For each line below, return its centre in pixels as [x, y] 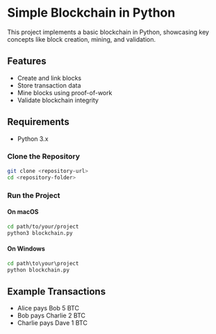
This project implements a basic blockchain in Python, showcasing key [108, 32]
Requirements [38, 122]
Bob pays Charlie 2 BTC [51, 316]
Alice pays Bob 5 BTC [48, 308]
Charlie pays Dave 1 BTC [52, 323]
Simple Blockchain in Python [91, 13]
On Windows [26, 249]
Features [27, 61]
